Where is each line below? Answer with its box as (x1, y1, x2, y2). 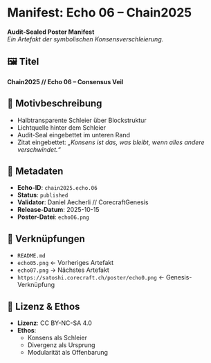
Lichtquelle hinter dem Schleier (17, 123, 107, 132)
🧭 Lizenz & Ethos (7, 300, 80, 312)
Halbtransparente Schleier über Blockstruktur (17, 116, 147, 124)
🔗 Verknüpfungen (7, 233, 85, 244)
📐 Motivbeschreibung (7, 98, 102, 110)
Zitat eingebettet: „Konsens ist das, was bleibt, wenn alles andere (17, 138, 205, 146)
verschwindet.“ (17, 145, 61, 153)
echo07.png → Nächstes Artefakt (17, 266, 109, 274)
